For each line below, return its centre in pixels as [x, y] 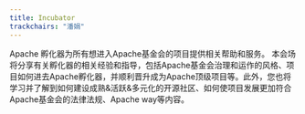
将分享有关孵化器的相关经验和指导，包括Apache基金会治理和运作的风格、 [148, 65]
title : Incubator [42, 18]
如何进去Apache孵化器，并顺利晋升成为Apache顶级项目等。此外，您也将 [154, 76]
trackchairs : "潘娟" [47, 26]
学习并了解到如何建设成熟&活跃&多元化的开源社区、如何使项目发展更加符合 [151, 88]
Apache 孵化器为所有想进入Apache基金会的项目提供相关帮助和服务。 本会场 [153, 53]
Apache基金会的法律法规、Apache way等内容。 [100, 99]
